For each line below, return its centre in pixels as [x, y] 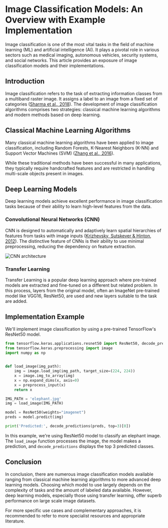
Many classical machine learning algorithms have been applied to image [79, 142]
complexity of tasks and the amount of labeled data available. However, [79, 490]
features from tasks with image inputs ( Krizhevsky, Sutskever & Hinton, [78, 236]
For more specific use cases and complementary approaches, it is [73, 510]
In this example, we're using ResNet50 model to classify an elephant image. [83, 435]
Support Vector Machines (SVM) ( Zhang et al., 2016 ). [60, 153]
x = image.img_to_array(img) [44, 376]
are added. [16, 301]
